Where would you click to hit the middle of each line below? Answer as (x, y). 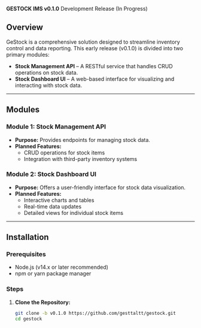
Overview (25, 27)
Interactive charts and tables (59, 200)
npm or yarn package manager (53, 274)
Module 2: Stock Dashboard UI (51, 174)
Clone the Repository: (42, 302)
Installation (28, 237)
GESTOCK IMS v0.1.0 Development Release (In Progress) (77, 9)
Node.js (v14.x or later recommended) (62, 267)
